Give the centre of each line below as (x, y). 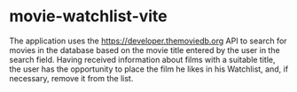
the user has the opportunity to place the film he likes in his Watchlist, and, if (149, 69)
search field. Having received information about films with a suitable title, (143, 59)
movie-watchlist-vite (89, 16)
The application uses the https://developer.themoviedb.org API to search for (148, 41)
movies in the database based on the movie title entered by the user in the (145, 50)
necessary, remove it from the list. (71, 78)
